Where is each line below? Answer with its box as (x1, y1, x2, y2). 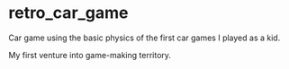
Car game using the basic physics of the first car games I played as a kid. (8, 32, 281, 43)
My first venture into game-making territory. (8, 49, 172, 60)
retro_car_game (8, 3, 129, 23)
